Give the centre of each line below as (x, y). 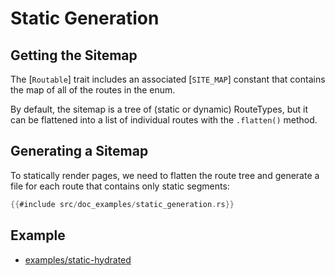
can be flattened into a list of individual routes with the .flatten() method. (164, 120)
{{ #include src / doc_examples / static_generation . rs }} (122, 204)
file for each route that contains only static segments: (120, 186)
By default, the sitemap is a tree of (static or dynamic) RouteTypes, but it (159, 109)
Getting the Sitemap (74, 55)
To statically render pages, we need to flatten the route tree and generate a (165, 175)
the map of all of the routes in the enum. (93, 90)
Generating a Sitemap (79, 151)
